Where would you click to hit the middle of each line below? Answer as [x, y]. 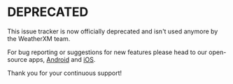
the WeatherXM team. [39, 38]
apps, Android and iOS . [62, 59]
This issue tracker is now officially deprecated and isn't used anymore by [113, 31]
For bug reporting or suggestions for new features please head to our [107, 52]
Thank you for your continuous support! [65, 73]
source [17, 59]
